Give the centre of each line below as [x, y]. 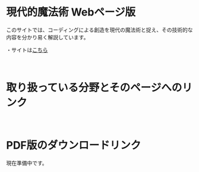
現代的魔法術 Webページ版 [71, 12]
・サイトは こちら [27, 50]
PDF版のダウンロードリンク [74, 146]
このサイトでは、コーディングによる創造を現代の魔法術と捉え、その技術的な [99, 30]
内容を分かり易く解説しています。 [48, 37]
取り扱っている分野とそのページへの [94, 88]
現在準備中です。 [27, 163]
